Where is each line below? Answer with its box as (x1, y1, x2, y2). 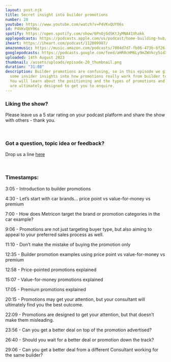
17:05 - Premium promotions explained (5, 286, 87, 292)
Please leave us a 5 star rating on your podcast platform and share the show (5, 112, 165, 118)
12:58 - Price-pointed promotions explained (5, 266, 97, 273)
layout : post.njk (5, 7, 42, 13)
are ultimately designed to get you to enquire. (10, 83, 115, 88)
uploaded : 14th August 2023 (5, 55, 65, 60)
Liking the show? (5, 100, 48, 107)
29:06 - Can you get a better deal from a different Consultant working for (5, 346, 159, 352)
